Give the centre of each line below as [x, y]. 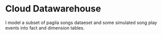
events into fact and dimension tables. [45, 27]
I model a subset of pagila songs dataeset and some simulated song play [81, 22]
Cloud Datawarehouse [53, 9]
